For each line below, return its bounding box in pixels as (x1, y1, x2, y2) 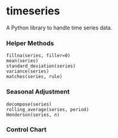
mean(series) (6, 58, 39, 64)
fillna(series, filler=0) (6, 53, 70, 59)
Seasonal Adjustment (6, 88, 70, 96)
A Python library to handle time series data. (6, 24, 113, 31)
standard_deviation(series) (6, 63, 76, 70)
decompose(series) (6, 101, 52, 107)
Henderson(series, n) (6, 112, 60, 118)
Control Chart (6, 125, 46, 134)
